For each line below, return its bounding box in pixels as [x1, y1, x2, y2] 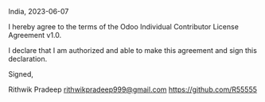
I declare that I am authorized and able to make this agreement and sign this [8, 46, 257, 55]
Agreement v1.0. [8, 31, 62, 40]
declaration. [8, 55, 48, 63]
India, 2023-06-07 [8, 7, 69, 16]
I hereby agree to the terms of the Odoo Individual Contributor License [8, 22, 239, 31]
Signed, [8, 70, 33, 78]
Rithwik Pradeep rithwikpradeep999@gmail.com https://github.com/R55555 [8, 85, 257, 94]
